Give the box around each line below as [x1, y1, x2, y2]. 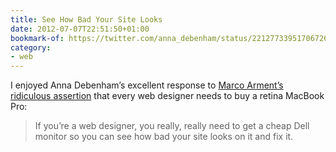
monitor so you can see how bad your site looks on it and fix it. [34, 131, 294, 143]
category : [10, 42, 52, 53]
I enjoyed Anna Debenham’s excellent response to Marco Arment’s [10, 79, 284, 91]
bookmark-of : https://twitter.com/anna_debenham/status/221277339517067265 [10, 33, 333, 43]
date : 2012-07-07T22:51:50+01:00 [10, 24, 150, 34]
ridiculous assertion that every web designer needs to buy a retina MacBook [10, 90, 325, 102]
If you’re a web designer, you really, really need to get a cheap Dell [34, 120, 310, 132]
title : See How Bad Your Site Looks [10, 14, 163, 25]
